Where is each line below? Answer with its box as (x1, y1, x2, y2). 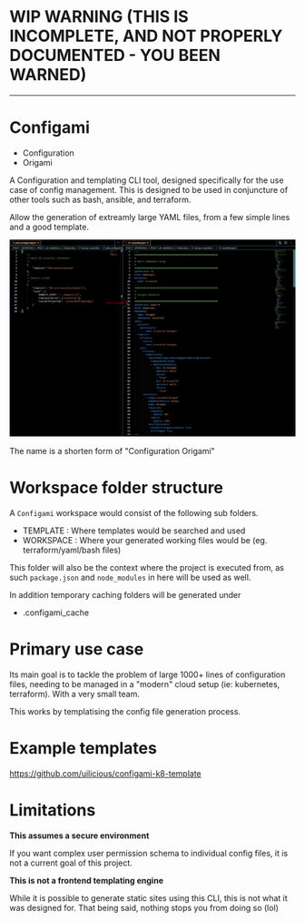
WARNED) (9, 65, 87, 86)
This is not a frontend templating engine (9, 875, 163, 886)
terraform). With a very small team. (9, 688, 141, 699)
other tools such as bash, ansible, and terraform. (9, 194, 192, 205)
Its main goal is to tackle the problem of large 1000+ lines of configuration (9, 669, 286, 680)
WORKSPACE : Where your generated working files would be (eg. (22, 534, 268, 545)
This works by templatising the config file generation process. (9, 705, 241, 716)
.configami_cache (22, 607, 89, 618)
